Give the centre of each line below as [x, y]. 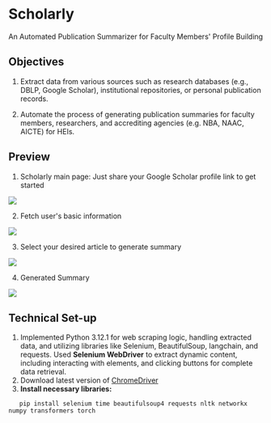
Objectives [36, 62]
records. [34, 99]
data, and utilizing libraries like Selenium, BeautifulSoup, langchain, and [139, 346]
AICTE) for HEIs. [47, 131]
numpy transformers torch [52, 411]
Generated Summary [55, 277]
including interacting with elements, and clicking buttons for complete [136, 363]
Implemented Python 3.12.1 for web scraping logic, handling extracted [136, 337]
